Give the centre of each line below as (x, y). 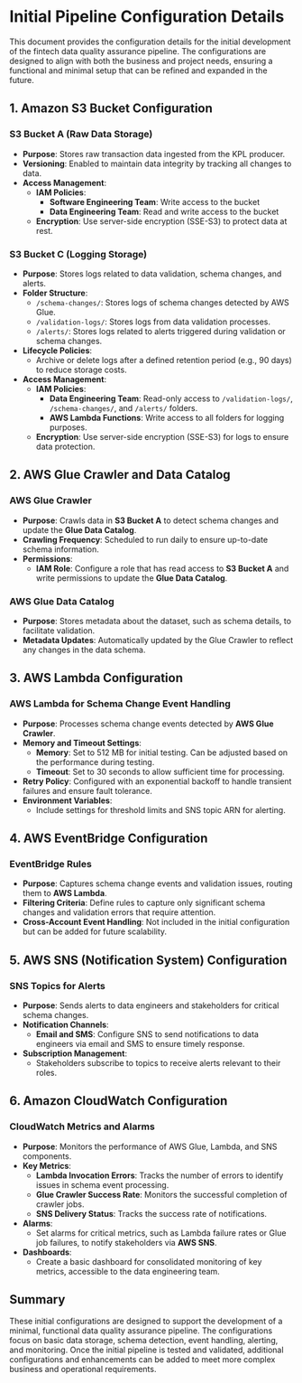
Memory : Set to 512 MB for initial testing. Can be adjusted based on (162, 752)
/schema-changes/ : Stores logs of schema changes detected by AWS (163, 302)
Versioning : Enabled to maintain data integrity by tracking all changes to (157, 164)
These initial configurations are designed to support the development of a (146, 1322)
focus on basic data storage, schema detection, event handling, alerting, (144, 1341)
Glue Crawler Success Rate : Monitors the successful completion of (161, 1194)
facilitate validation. (59, 631)
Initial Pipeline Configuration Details (147, 17)
